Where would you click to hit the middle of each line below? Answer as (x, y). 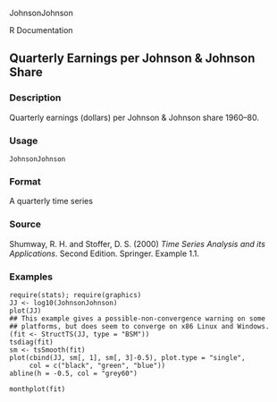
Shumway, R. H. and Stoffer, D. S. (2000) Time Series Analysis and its (138, 244)
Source (25, 225)
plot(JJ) (25, 311)
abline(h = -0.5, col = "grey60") (74, 373)
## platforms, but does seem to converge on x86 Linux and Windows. (139, 326)
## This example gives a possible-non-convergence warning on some (138, 318)
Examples (31, 277)
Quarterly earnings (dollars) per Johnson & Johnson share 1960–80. (134, 117)
